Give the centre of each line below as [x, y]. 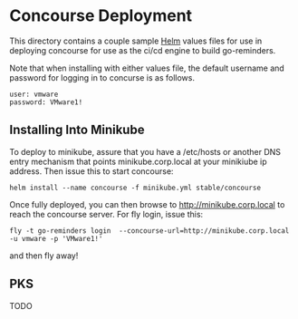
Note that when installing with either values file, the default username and [147, 68]
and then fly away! [44, 256]
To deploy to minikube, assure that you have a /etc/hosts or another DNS [145, 151]
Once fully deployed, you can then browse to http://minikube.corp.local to [147, 204]
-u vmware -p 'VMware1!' [56, 238]
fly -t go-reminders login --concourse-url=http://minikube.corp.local [149, 231]
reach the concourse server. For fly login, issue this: [106, 214]
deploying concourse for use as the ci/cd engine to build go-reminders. [143, 50]
